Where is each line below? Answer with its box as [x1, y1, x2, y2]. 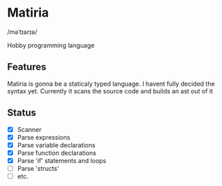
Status [7, 107, 37, 119]
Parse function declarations [17, 149, 96, 157]
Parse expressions [17, 133, 71, 141]
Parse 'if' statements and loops [17, 156, 107, 165]
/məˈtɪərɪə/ [7, 28, 37, 36]
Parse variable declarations [17, 140, 96, 149]
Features [7, 61, 46, 73]
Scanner [17, 125, 42, 133]
